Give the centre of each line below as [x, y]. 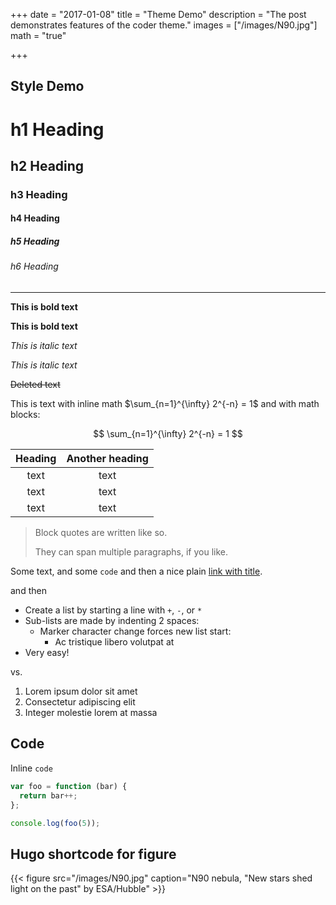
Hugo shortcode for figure [93, 854]
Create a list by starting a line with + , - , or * [113, 610]
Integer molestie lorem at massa [91, 713]
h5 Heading [35, 241]
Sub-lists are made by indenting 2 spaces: [112, 621]
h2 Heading [47, 165]
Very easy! [47, 653]
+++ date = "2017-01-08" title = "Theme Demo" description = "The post [158, 14]
